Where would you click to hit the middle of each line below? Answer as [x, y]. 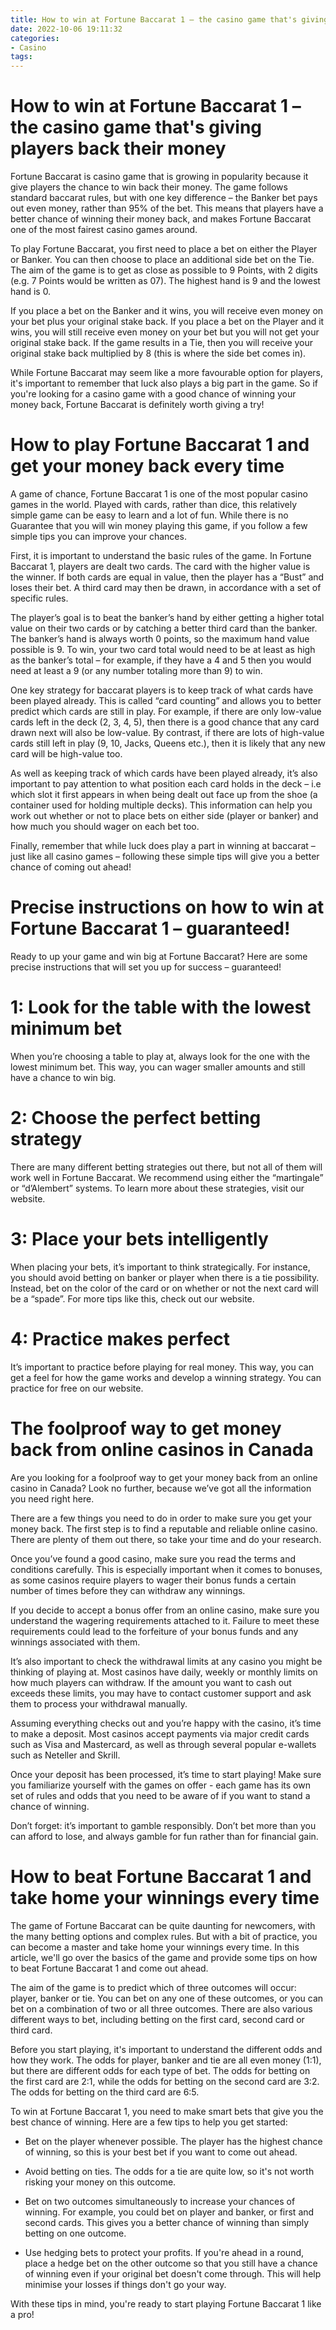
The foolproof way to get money [146, 1428]
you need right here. [52, 1498]
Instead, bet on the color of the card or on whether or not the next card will [164, 1288]
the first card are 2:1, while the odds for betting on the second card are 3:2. [165, 2081]
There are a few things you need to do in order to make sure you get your [161, 1518]
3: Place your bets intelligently [139, 1239]
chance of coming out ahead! [71, 867]
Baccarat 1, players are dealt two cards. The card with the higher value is [160, 566]
